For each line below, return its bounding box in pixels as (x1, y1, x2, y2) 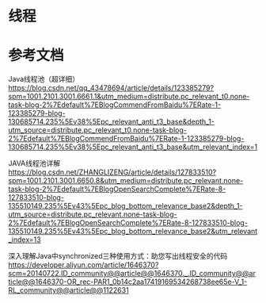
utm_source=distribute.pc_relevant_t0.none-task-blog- (8, 125, 188, 135)
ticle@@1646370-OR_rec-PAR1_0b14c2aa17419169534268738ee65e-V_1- (8, 277, 248, 286)
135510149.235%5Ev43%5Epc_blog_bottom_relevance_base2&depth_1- (8, 201, 243, 211)
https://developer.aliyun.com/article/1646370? (8, 260, 159, 270)
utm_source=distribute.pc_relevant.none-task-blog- (8, 209, 178, 219)
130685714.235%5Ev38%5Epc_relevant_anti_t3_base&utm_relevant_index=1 (8, 142, 258, 151)
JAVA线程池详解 (8, 159, 61, 168)
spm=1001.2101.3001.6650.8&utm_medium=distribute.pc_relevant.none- (8, 176, 244, 186)
